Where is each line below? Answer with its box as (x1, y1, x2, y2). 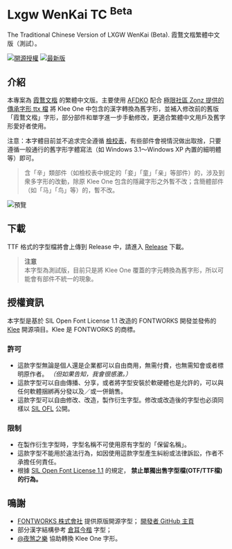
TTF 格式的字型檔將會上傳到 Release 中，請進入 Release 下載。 (7, 242, 188, 251)
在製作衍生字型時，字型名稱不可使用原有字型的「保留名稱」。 (17, 440, 190, 449)
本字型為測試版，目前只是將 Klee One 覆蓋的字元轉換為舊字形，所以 (24, 266, 218, 274)
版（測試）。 (7, 39, 41, 48)
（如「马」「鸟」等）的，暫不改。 (24, 186, 119, 195)
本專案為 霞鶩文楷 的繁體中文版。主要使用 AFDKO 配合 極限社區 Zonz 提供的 (7, 96, 224, 105)
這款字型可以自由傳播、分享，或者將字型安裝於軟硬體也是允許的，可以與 (17, 379, 224, 386)
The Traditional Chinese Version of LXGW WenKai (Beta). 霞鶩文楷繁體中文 (7, 30, 220, 39)
